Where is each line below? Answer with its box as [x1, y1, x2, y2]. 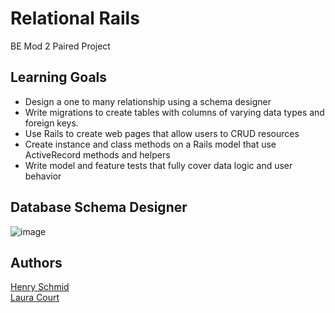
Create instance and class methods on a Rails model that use [24, 138, 277, 150]
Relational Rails [10, 7, 140, 30]
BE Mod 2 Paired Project [10, 40, 111, 52]
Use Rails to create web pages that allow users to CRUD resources [24, 127, 300, 139]
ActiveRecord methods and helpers [24, 148, 171, 161]
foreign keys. [24, 117, 79, 129]
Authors [10, 254, 63, 271]
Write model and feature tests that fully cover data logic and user [24, 159, 293, 171]
